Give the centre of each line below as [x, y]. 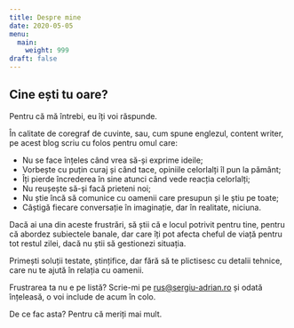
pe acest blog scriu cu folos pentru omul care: [93, 142]
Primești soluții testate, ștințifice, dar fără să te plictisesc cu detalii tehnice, [146, 260]
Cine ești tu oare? [59, 95]
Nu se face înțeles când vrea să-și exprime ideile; [112, 160]
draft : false [33, 59]
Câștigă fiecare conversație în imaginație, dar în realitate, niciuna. [142, 207]
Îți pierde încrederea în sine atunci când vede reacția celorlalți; [136, 179]
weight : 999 [47, 51]
